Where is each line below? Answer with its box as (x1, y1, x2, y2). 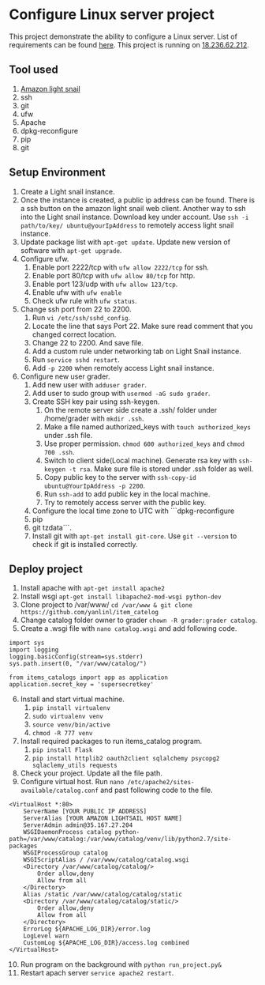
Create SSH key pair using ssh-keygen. (32, 397, 160, 406)
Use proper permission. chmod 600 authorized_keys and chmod (43, 439, 245, 448)
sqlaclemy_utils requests (32, 761, 118, 770)
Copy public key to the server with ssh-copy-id (43, 472, 196, 481)
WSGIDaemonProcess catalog (23, 828, 112, 836)
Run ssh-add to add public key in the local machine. (43, 489, 211, 499)
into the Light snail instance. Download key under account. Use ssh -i (20, 212, 249, 221)
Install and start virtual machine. (20, 694, 125, 704)
